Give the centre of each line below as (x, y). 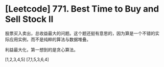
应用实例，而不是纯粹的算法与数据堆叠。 (50, 39)
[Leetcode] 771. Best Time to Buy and (82, 9)
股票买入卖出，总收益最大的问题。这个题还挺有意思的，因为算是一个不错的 (80, 33)
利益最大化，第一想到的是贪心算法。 (42, 50)
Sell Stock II (29, 19)
